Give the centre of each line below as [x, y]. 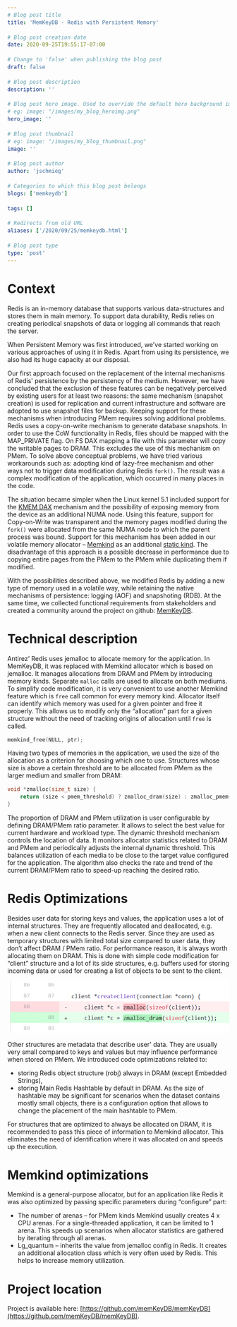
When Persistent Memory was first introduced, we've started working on [113, 344]
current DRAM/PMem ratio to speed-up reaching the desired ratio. [103, 870]
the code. [21, 485]
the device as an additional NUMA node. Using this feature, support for [110, 514]
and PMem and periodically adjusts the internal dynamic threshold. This [111, 848]
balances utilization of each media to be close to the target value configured [118, 855]
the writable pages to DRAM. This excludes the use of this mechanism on [114, 448]
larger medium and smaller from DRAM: [65, 775]
